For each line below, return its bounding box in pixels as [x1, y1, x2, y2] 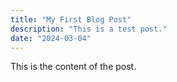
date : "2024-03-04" [10, 33, 92, 43]
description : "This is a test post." [10, 24, 168, 34]
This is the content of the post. [10, 61, 137, 73]
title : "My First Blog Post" [10, 14, 132, 25]
